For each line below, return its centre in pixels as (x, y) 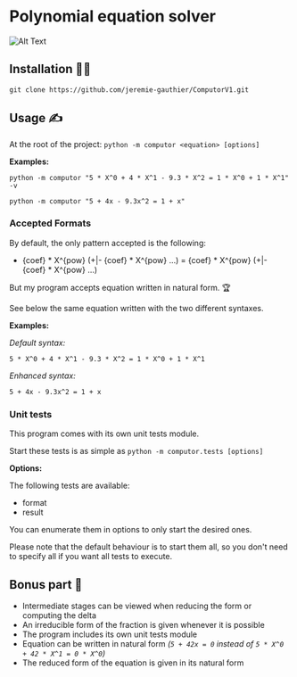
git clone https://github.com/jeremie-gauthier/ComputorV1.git (129, 90)
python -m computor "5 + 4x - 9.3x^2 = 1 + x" (97, 201)
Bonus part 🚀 (46, 585)
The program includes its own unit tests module (110, 634)
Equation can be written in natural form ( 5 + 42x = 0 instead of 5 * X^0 (153, 643)
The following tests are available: (70, 486)
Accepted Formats (50, 223)
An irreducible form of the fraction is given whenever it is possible (143, 624)
